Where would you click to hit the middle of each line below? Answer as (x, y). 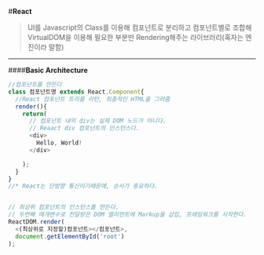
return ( (35, 114)
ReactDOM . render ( (37, 222)
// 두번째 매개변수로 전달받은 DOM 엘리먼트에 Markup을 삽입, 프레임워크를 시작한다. (128, 215)
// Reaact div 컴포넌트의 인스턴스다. (84, 129)
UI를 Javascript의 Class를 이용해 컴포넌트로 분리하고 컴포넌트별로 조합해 (139, 27)
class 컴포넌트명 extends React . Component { (76, 92)
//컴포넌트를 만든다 (35, 85)
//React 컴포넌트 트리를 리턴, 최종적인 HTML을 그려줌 (93, 99)
